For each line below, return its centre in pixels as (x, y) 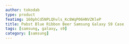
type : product (20, 15)
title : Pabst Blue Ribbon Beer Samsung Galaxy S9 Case (65, 24)
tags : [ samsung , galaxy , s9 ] (36, 29)
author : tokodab (22, 10)
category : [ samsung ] (27, 33)
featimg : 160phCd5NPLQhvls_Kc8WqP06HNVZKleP (53, 19)
